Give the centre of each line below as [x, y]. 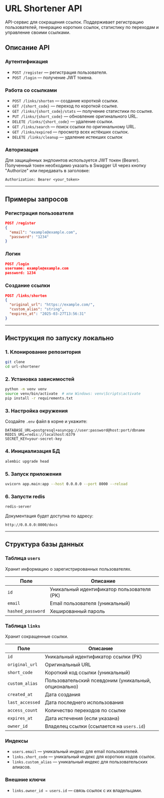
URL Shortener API [43, 9]
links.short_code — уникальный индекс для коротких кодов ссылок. [84, 757]
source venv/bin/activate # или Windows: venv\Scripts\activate [73, 394]
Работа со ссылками [31, 90]
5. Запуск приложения [33, 474]
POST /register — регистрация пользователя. [60, 72]
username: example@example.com [37, 268]
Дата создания [62, 695]
